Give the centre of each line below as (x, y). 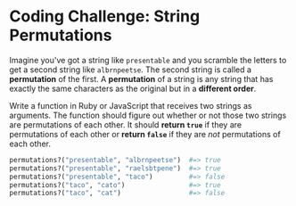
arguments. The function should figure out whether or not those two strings (148, 115)
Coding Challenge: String (105, 16)
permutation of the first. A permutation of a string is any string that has (141, 78)
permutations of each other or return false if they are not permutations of (145, 134)
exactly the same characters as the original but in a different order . (133, 88)
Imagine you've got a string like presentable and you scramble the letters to (148, 60)
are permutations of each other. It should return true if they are (126, 124)
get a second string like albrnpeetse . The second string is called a (131, 70)
